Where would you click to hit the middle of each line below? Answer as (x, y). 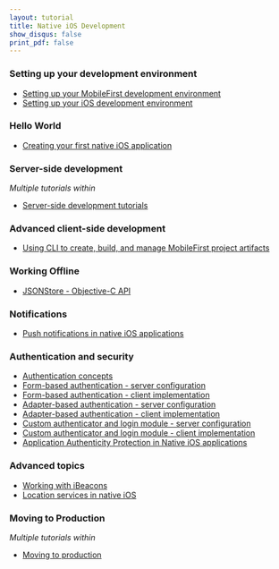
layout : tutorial (42, 17)
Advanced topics (47, 466)
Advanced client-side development (88, 229)
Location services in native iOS (79, 495)
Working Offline (45, 271)
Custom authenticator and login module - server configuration (137, 424)
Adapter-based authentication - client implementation (121, 414)
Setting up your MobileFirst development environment (122, 93)
